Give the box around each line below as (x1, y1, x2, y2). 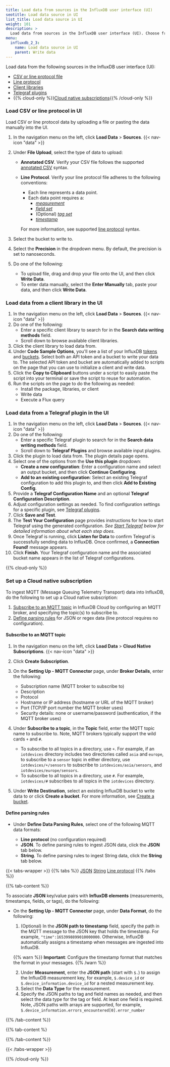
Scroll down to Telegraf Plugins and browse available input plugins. (20, 448, 162, 454)
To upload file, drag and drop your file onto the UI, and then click (20, 270, 155, 276)
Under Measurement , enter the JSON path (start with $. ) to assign (20, 969, 160, 976)
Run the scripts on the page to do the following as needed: (13, 381, 135, 387)
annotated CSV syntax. (20, 164, 69, 170)
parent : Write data (15, 50, 56, 55)
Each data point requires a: (28, 195, 84, 201)
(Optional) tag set (35, 211, 73, 217)
